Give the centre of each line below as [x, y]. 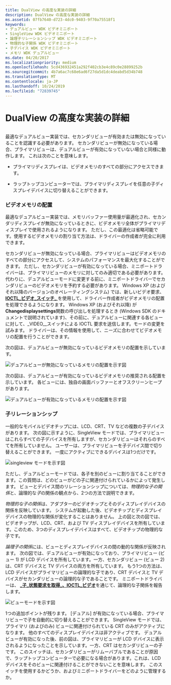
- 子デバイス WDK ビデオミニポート [38, 48]
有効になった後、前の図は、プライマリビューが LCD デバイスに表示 [93, 639]
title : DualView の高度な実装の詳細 [41, 10]
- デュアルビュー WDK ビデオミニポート [42, 29]
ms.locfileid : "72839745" [33, 91]
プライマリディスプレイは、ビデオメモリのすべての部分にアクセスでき [86, 167]
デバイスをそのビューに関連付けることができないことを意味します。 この [82, 665]
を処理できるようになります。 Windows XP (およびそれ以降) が [71, 305]
